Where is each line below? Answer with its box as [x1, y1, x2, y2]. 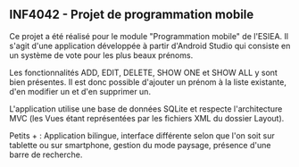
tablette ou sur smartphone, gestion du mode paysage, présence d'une [9, 139, 271, 150]
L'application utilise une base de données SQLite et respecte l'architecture [9, 103, 283, 114]
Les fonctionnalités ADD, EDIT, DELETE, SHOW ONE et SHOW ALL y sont [9, 67, 278, 78]
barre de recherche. [9, 149, 83, 160]
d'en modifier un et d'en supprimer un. [9, 86, 152, 96]
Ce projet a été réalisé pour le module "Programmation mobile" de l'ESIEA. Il [9, 30, 288, 41]
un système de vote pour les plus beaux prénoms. [9, 49, 194, 61]
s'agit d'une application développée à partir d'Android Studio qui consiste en [9, 40, 291, 51]
